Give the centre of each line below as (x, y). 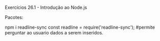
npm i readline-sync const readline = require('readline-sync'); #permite (80, 27)
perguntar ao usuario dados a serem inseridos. (54, 33)
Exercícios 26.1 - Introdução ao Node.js (46, 7)
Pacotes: (14, 17)
